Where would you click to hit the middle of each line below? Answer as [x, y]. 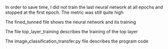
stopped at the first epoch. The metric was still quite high [64, 12]
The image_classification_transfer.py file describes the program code [77, 41]
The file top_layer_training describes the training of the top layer [72, 31]
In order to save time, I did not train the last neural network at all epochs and [84, 7]
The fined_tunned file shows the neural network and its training [71, 22]
